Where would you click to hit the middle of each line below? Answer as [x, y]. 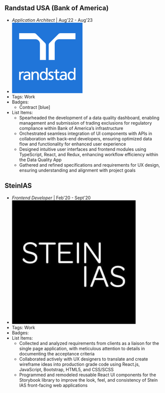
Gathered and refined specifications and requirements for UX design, [89, 165]
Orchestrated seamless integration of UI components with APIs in [86, 133]
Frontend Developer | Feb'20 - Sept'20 [51, 198]
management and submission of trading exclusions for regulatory [85, 123]
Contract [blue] [35, 107]
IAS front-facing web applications [53, 385]
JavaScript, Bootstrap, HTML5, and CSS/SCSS [66, 369]
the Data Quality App [41, 160]
